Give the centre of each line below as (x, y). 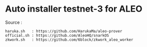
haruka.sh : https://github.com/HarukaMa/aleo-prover (64, 31)
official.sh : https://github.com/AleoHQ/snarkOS (57, 35)
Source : (14, 22)
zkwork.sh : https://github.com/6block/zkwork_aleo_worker (69, 40)
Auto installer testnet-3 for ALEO (74, 9)
